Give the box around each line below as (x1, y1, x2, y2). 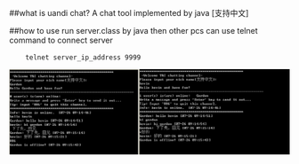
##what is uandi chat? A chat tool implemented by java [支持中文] (9, 8, 249, 18)
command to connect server (9, 35, 114, 45)
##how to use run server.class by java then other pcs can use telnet (9, 26, 258, 35)
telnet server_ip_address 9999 (25, 53, 141, 62)
